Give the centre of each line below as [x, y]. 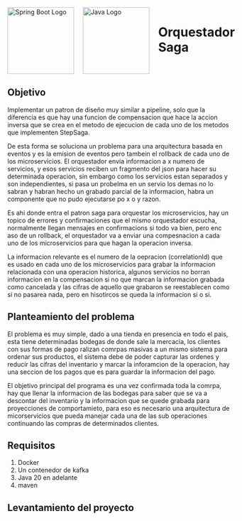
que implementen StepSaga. [49, 132]
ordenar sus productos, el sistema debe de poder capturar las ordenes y [114, 356]
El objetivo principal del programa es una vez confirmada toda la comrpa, [115, 385]
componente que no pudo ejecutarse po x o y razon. [84, 199]
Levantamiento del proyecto [71, 507]
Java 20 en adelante [48, 478]
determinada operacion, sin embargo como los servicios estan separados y [118, 176]
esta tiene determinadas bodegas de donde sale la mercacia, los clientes [114, 341]
